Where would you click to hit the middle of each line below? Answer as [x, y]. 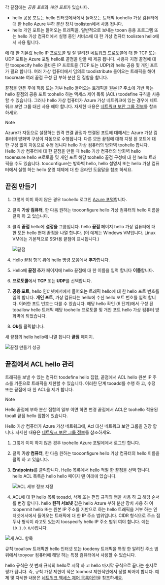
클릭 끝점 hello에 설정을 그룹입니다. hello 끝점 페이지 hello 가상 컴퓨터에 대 [84, 226]
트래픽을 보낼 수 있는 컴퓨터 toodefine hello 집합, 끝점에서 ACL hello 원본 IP [78, 377]
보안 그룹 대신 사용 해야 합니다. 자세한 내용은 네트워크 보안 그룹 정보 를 [81, 106]
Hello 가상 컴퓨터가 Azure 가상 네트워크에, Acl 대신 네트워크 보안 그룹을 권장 [78, 426]
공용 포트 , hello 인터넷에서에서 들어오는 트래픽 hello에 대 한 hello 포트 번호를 [86, 291]
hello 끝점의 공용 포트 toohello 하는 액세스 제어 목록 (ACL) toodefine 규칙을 [78, 94]
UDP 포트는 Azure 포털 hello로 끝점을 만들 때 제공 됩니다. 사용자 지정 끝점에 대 [81, 59]
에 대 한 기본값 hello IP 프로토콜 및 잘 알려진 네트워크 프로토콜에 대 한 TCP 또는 [81, 53]
